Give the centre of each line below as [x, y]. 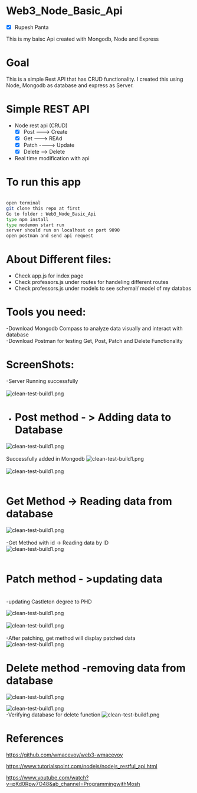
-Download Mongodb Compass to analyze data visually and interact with [94, 329]
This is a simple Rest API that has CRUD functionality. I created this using [95, 79]
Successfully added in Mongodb [46, 458]
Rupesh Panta [32, 27]
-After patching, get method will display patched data [71, 638]
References [35, 738]
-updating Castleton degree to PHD [49, 602]
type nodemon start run [35, 225]
